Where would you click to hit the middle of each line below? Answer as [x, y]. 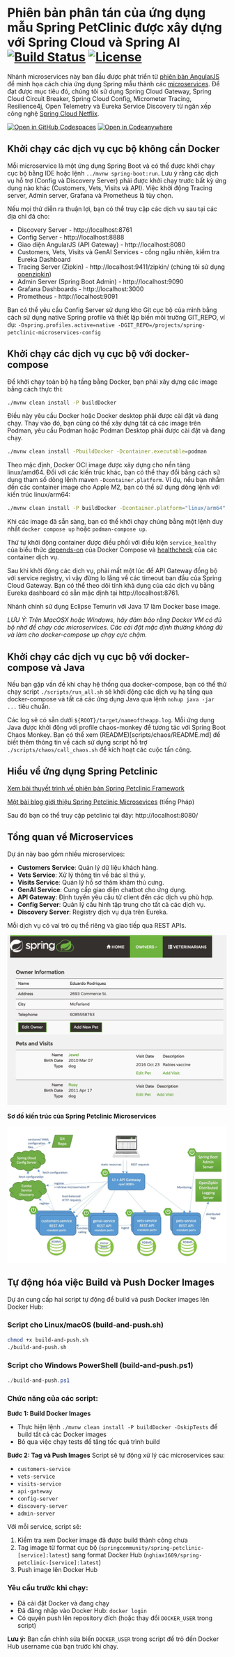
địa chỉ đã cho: [29, 216]
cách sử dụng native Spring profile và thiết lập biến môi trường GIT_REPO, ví [116, 317]
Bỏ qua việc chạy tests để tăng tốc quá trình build [88, 1442]
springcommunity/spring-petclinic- [152, 1548]
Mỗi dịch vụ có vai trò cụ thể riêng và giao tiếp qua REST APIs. [97, 925]
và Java [68, 668]
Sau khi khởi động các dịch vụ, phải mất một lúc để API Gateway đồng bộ [112, 571]
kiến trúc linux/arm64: [39, 495]
